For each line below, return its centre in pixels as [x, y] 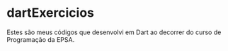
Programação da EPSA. [41, 39]
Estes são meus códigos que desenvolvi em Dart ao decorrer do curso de [114, 32]
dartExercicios [51, 13]
